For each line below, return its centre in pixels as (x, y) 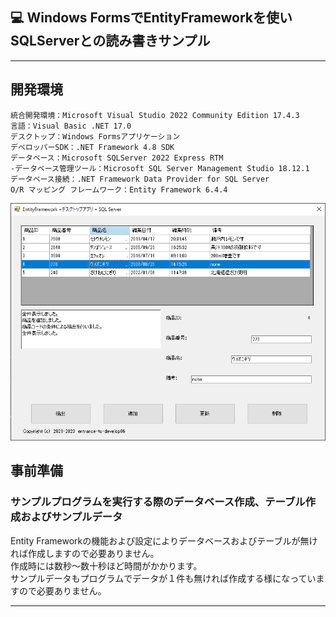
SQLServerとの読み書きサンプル (110, 41)
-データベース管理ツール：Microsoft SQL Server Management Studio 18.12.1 (160, 168)
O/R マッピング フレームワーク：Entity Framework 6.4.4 (119, 189)
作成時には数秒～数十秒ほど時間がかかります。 (106, 565)
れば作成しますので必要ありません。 (85, 553)
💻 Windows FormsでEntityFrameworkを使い (151, 18)
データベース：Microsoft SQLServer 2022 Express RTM (117, 158)
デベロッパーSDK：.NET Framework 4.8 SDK (92, 147)
